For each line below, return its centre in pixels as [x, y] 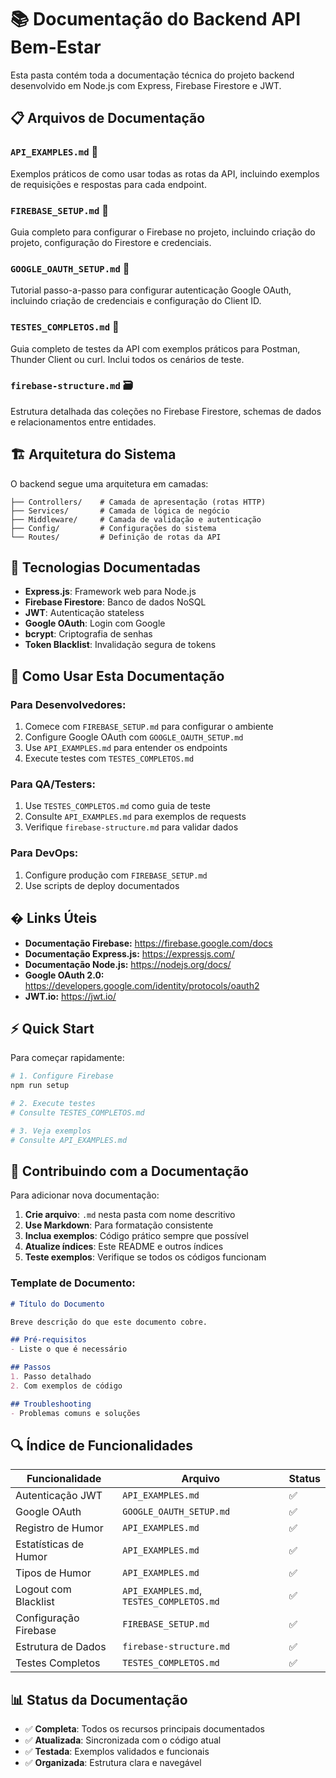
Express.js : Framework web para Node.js [110, 592]
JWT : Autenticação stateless [84, 613]
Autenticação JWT [59, 1496]
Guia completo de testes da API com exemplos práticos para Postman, [155, 348]
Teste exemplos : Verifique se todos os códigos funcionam [145, 1257]
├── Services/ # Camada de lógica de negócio [120, 511]
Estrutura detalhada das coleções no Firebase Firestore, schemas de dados [166, 411]
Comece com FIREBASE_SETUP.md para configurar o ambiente [149, 727]
